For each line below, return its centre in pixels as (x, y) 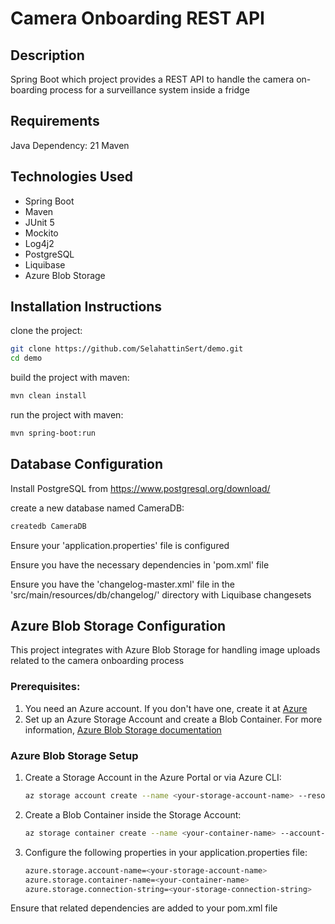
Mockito (41, 233)
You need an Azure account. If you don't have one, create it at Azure (166, 708)
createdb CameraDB (48, 526)
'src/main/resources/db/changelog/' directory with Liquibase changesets (161, 594)
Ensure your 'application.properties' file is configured (120, 545)
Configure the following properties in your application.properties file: (166, 852)
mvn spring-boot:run (53, 433)
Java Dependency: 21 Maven (70, 145)
